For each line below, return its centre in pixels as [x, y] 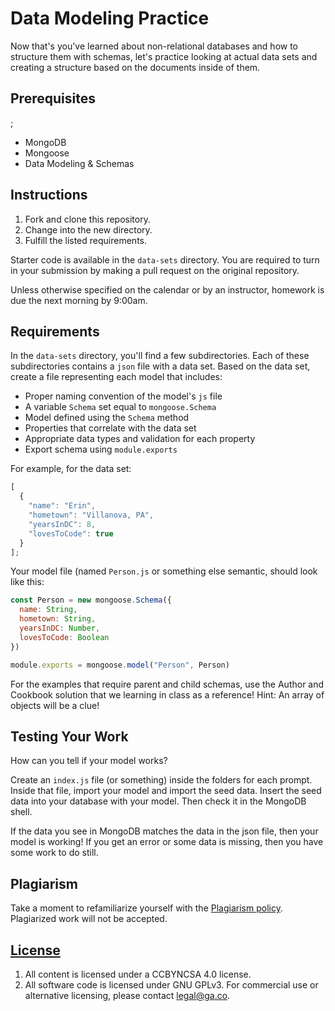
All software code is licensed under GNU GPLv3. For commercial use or [171, 984]
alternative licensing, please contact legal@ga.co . [127, 995]
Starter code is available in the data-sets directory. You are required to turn [165, 259]
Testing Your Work [69, 736]
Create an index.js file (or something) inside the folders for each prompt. [161, 780]
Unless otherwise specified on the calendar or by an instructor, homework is [167, 289]
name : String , [48, 610]
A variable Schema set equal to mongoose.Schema [120, 407]
